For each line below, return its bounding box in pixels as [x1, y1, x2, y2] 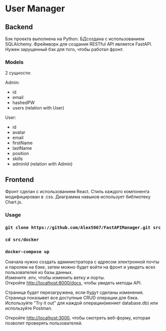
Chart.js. [5, 199, 23, 205]
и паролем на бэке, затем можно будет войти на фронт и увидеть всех [5, 264, 156, 270]
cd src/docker [5, 236, 39, 242]
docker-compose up [5, 249, 50, 254]
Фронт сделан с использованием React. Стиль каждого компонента [5, 189, 150, 195]
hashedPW [12, 100, 35, 106]
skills [12, 156, 23, 162]
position [12, 151, 29, 157]
